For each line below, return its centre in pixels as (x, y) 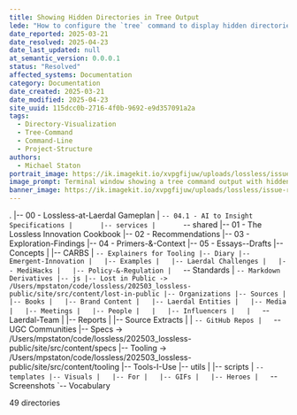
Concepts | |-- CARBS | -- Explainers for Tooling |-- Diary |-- (129, 253)
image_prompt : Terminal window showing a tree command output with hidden (150, 182)
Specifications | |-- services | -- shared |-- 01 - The (136, 225)
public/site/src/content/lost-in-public (85, 294)
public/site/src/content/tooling (65, 367)
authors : (25, 157)
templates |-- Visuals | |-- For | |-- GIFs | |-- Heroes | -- (144, 376)
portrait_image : (39, 173)
